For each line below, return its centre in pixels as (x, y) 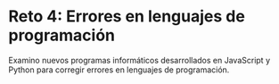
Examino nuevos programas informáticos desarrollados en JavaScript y (139, 60)
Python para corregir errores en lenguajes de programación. (119, 70)
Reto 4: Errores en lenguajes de (127, 17)
